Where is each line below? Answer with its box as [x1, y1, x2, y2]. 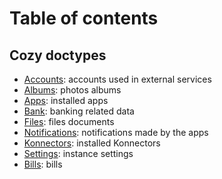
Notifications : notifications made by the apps [23, 127, 209, 138]
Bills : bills [23, 158, 63, 170]
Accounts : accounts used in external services [23, 73, 212, 85]
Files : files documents [23, 116, 115, 127]
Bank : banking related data [23, 105, 135, 117]
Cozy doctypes [9, 47, 107, 64]
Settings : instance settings [23, 148, 134, 159]
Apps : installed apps [23, 95, 109, 106]
